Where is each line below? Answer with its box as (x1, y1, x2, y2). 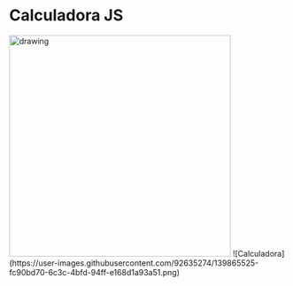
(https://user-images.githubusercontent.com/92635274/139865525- (9, 258, 259, 268)
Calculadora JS (9, 5, 124, 26)
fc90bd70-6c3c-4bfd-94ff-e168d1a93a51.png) (9, 267, 180, 277)
